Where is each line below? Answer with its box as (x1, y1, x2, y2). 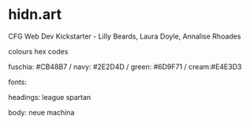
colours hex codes (8, 46, 69, 56)
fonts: (8, 77, 28, 86)
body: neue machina (8, 108, 75, 117)
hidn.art (8, 6, 62, 24)
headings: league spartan (8, 92, 91, 101)
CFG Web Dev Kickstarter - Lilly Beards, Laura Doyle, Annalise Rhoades (8, 31, 241, 41)
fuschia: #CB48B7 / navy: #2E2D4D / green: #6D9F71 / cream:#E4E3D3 (8, 61, 242, 72)
